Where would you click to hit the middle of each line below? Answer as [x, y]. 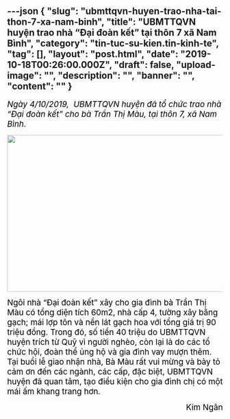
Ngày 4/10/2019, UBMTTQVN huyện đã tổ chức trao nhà [114, 104]
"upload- [195, 65]
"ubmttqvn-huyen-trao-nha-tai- [151, 11]
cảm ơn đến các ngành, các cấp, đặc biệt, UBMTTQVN [110, 372]
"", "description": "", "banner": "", [119, 76]
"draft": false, [144, 65]
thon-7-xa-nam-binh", [56, 22]
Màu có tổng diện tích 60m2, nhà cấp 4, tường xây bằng [113, 313]
